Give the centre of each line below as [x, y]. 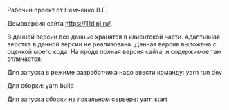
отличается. [25, 59]
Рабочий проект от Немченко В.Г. [57, 10]
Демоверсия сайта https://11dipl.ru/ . [60, 23]
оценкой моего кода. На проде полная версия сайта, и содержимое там [114, 52]
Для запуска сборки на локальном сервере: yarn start [88, 99]
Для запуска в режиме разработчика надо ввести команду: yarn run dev [115, 72]
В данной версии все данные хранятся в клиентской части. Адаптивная [113, 37]
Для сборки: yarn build [40, 85]
